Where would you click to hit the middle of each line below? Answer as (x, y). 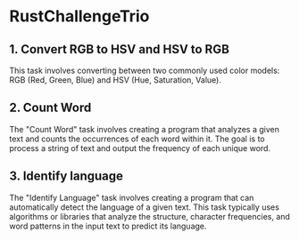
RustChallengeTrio (79, 16)
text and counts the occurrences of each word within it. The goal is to (137, 139)
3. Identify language (66, 176)
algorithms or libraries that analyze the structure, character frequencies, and (149, 216)
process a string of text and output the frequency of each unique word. (140, 148)
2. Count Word (50, 108)
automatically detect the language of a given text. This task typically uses (144, 207)
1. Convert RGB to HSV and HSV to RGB (120, 49)
